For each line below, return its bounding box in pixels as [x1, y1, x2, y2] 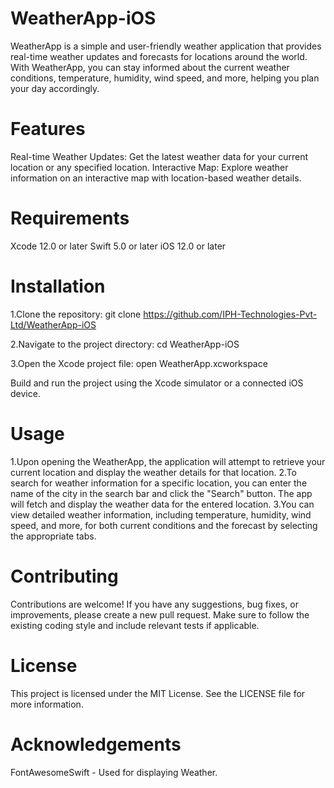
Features [10, 118, 86, 141]
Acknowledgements [10, 733, 182, 756]
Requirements [10, 207, 130, 230]
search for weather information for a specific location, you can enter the [10, 477, 308, 489]
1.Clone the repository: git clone [10, 308, 142, 320]
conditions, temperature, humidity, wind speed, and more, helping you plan [10, 72, 320, 84]
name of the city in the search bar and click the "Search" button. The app [10, 487, 313, 499]
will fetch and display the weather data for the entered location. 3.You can [10, 498, 315, 510]
